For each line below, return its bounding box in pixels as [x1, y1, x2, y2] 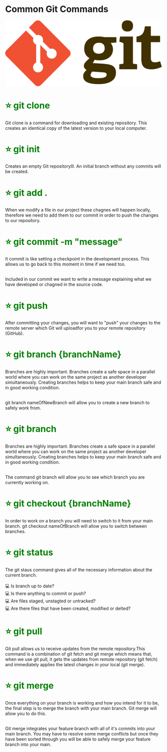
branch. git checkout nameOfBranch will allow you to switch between [5, 523, 147, 529]
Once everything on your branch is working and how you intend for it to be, [5, 700, 159, 706]
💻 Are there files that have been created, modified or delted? [5, 605, 131, 612]
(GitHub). [5, 330, 24, 336]
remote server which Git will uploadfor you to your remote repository [5, 325, 146, 331]
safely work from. [5, 405, 41, 411]
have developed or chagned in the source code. [5, 281, 103, 287]
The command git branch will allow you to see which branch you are [5, 474, 145, 480]
